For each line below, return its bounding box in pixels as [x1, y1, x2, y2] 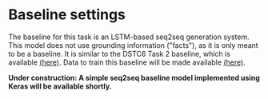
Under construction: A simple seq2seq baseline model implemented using [8, 73, 260, 82]
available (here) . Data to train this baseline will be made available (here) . [8, 57, 246, 67]
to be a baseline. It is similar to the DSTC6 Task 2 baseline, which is [8, 49, 230, 58]
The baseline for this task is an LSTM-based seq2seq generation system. [8, 32, 250, 42]
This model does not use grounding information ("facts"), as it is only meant [8, 40, 258, 49]
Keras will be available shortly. [8, 81, 112, 91]
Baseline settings [8, 6, 126, 24]
